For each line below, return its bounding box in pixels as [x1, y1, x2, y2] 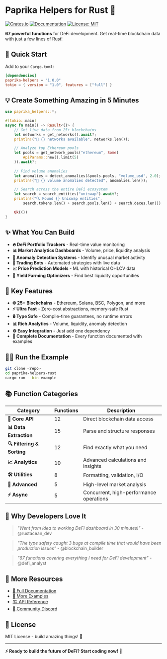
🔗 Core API [7, 415, 34, 422]
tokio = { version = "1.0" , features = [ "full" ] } [5, 82, 112, 87]
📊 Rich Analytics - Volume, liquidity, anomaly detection [12, 321, 128, 327]
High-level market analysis [83, 481, 147, 488]
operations [83, 495, 108, 502]
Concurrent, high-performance [83, 489, 157, 496]
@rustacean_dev [17, 530, 52, 536]
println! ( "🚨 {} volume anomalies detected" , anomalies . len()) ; [14, 178, 148, 183]
